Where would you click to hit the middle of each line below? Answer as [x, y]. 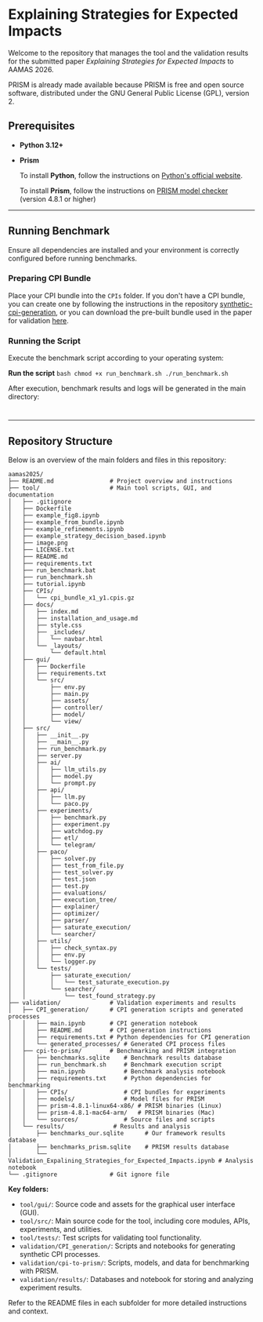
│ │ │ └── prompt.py [52, 783]
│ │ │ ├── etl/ [43, 838]
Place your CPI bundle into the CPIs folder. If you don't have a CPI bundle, [127, 295]
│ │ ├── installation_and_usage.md [73, 619]
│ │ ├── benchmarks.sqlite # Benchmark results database [115, 1058]
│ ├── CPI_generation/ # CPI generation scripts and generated [126, 1010]
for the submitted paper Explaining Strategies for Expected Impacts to [121, 61]
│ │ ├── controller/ [56, 708]
